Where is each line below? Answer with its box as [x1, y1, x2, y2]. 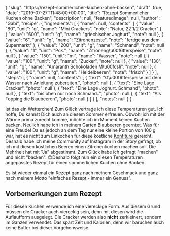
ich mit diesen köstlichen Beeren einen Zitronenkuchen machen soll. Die [5, 144, 156, 149]
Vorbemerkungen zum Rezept [5, 190, 103, 198]
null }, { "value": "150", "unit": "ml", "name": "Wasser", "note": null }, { [5, 53, 150, 59]
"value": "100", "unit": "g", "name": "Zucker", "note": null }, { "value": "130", [5, 58, 162, 64]
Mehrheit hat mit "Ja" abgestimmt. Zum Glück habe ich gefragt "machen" [5, 149, 158, 155]
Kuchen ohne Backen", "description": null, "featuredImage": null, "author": [5, 15, 160, 21]
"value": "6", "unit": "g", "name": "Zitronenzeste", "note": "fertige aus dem [5, 37, 160, 43]
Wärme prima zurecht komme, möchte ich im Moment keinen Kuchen [5, 117, 150, 122]
